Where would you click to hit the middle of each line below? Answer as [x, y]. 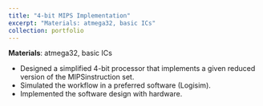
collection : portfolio [46, 30]
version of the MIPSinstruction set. [77, 77]
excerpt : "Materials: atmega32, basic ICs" [82, 23]
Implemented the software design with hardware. [101, 94]
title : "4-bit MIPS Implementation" [69, 16]
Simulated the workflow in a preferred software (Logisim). [115, 85]
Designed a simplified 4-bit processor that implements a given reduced [138, 69]
